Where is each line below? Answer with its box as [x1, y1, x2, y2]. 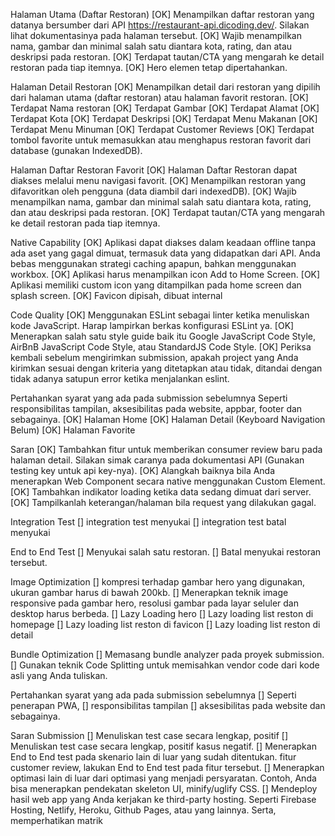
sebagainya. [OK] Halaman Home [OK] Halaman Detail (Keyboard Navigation [10, 414, 326, 425]
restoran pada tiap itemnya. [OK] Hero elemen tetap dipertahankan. [10, 62, 288, 73]
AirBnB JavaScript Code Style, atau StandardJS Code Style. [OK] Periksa [10, 341, 312, 353]
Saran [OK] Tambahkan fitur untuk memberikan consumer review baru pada [10, 444, 323, 455]
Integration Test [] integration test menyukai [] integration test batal [10, 516, 287, 528]
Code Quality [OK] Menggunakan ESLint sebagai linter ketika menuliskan [10, 309, 310, 321]
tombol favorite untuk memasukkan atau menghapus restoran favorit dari [10, 134, 312, 146]
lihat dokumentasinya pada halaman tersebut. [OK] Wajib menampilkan [10, 30, 303, 41]
